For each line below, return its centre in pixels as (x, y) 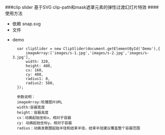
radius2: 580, (40, 83)
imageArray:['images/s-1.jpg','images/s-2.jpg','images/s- (87, 53)
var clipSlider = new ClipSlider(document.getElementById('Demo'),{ (89, 49)
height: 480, (39, 66)
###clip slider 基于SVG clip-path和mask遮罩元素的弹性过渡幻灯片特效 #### (82, 7)
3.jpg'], (21, 57)
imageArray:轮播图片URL (40, 102)
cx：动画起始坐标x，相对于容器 (44, 118)
